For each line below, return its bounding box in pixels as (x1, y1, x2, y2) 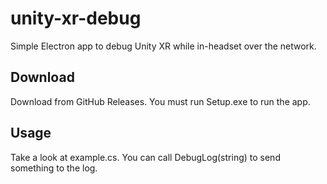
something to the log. (10, 162, 98, 174)
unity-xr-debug (10, 7, 142, 30)
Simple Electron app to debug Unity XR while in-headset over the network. (10, 40, 317, 52)
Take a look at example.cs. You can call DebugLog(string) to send (10, 151, 281, 163)
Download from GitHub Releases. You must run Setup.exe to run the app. (10, 95, 311, 107)
